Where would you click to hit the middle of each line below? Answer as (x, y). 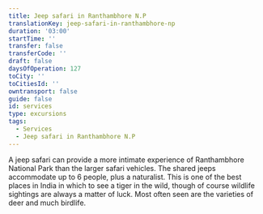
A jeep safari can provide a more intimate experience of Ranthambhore (126, 160)
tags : (17, 122)
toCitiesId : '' (34, 83)
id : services (30, 106)
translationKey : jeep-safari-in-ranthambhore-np (92, 24)
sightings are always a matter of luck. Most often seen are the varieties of (131, 194)
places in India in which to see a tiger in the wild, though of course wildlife (131, 185)
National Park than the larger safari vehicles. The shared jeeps (112, 168)
